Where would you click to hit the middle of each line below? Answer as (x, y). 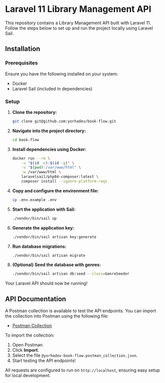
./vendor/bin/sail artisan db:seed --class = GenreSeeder (71, 274)
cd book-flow (26, 140)
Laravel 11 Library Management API (78, 9)
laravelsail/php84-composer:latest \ (60, 177)
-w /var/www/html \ (41, 172)
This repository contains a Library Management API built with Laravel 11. (78, 23)
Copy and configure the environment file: (55, 191)
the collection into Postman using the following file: (57, 316)
